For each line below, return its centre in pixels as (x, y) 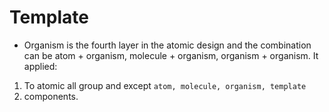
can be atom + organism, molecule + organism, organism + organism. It (171, 55)
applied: (40, 66)
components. (51, 96)
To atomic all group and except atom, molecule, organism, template (165, 85)
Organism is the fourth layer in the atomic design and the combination (167, 45)
